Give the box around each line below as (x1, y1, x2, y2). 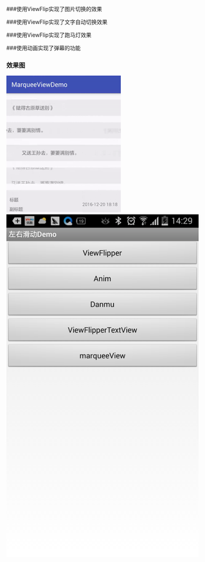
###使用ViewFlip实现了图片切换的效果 (6, 6, 103, 12)
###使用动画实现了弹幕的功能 (6, 45, 81, 51)
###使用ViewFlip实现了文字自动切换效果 (6, 18, 108, 26)
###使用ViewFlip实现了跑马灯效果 (6, 31, 92, 39)
